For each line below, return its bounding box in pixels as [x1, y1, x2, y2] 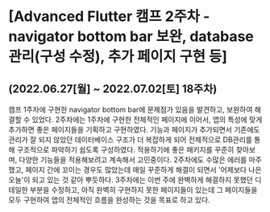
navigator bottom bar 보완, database [8, 27, 254, 46]
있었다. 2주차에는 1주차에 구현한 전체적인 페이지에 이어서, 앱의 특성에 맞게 [31, 115, 263, 124]
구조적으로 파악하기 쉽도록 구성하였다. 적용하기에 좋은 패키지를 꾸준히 [16, 145, 235, 154]
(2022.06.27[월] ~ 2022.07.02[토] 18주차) [8, 82, 218, 96]
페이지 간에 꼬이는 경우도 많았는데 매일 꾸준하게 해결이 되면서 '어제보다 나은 [25, 165, 262, 174]
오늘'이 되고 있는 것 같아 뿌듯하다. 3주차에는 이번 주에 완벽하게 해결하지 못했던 [8, 175, 254, 185]
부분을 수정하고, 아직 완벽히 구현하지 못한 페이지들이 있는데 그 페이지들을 [29, 185, 258, 194]
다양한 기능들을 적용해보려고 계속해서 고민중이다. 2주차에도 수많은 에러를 [19, 155, 247, 165]
